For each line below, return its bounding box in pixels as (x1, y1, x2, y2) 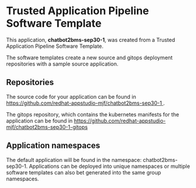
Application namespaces (6, 141, 101, 151)
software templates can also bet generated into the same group (6, 168, 162, 176)
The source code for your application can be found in (6, 93, 136, 100)
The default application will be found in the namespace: (6, 156, 142, 163)
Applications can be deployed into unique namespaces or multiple (28, 163, 191, 170)
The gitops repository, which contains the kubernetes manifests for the (6, 111, 179, 118)
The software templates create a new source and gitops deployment (6, 54, 173, 61)
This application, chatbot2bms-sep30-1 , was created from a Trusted (6, 36, 176, 43)
